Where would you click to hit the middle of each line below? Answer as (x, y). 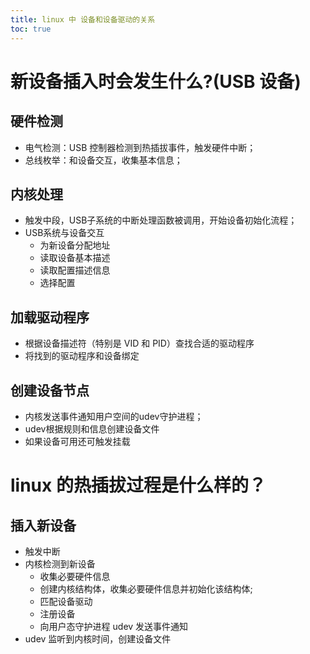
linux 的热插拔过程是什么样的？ (138, 485)
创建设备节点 (50, 390)
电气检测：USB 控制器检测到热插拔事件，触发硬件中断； (140, 147)
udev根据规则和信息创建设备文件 (92, 428)
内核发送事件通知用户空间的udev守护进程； (114, 416)
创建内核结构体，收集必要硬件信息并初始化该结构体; (146, 588)
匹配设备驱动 (66, 601)
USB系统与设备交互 (64, 233)
